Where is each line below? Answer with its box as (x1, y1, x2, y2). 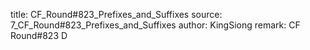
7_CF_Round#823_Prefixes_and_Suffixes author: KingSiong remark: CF (10, 19, 301, 31)
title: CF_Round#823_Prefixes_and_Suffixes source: (10, 9, 223, 20)
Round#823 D (10, 30, 68, 41)
